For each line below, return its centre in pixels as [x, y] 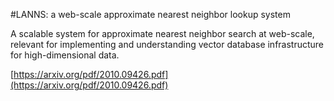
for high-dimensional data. [65, 55]
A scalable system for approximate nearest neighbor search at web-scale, [162, 33]
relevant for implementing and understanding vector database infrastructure [167, 44]
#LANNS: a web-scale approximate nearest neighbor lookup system [150, 14]
